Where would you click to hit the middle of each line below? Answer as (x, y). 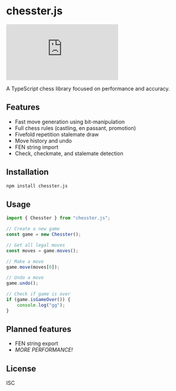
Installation (27, 172)
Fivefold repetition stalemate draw (57, 134)
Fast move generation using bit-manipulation (70, 122)
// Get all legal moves (36, 245)
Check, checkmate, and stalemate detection (69, 153)
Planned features (39, 329)
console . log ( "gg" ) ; (41, 305)
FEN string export (36, 343)
